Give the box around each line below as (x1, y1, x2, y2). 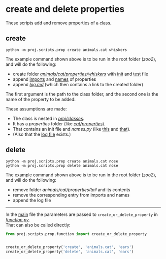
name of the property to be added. (5, 96, 76, 102)
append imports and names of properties (12, 76, 97, 82)
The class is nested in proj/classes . (12, 115, 85, 121)
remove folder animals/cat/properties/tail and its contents (12, 187, 131, 193)
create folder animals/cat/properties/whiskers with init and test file (12, 71, 148, 77)
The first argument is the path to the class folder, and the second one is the (5, 91, 159, 97)
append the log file (12, 197, 51, 203)
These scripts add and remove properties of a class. (5, 20, 112, 26)
